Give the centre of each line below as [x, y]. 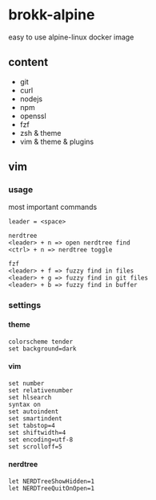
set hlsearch [30, 397]
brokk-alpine [52, 15]
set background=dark [43, 348]
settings [25, 305]
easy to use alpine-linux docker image [71, 37]
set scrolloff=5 [35, 447]
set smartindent [35, 418]
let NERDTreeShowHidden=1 [51, 481]
